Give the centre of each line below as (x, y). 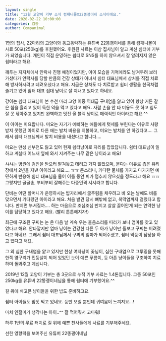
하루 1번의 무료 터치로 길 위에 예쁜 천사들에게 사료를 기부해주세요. (68, 323)
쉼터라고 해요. (19, 62)
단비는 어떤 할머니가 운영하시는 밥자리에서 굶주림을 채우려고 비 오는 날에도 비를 (81, 193)
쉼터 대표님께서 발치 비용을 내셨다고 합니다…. (58, 136)
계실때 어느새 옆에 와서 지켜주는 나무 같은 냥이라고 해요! (68, 153)
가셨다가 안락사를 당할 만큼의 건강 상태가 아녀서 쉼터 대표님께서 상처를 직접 (77, 78)
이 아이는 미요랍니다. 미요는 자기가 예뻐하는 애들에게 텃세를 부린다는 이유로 (77, 124)
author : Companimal (25, 28)
